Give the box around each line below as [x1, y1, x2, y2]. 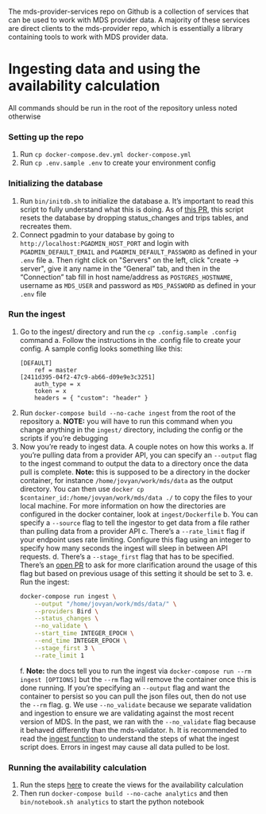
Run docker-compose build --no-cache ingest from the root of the [19, 407, 236, 417]
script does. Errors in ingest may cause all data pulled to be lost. [19, 742, 230, 751]
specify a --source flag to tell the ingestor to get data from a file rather [19, 517, 250, 528]
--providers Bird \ [34, 607, 99, 615]
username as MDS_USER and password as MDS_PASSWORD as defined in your [19, 280, 256, 290]
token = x [34, 387, 67, 395]
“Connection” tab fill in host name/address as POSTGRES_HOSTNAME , [19, 272, 233, 282]
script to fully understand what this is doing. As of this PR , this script [19, 204, 244, 214]
